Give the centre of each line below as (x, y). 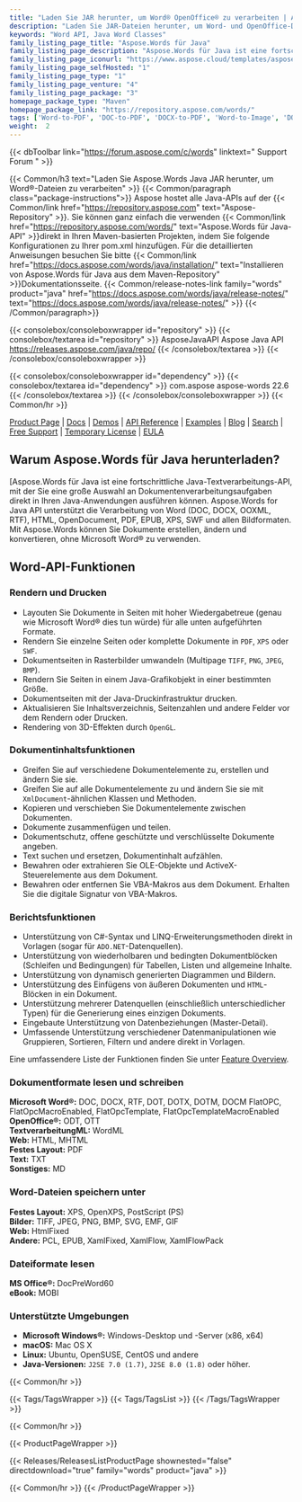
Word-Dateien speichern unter (78, 1192)
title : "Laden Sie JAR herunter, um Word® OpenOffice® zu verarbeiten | (148, 18)
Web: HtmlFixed (40, 1231)
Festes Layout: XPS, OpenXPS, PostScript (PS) (97, 1212)
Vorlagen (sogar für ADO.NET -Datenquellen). (102, 947)
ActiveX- (222, 865)
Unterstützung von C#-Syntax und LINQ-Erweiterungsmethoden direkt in (157, 937)
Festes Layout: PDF (46, 1150)
